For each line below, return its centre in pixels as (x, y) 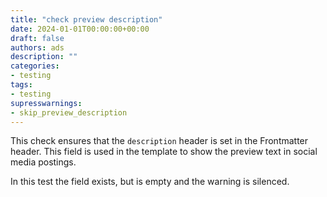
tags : (21, 85)
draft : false (37, 38)
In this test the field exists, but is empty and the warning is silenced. (150, 182)
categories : (35, 66)
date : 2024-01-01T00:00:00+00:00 (80, 29)
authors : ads (37, 47)
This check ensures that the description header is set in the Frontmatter (159, 141)
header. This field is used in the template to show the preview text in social (164, 152)
